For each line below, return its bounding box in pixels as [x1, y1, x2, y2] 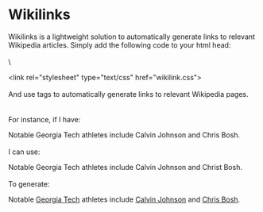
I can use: [8, 147, 41, 156]
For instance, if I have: [8, 114, 81, 124]
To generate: [8, 179, 50, 188]
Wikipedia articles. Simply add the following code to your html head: [8, 40, 231, 49]
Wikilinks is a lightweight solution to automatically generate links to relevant [8, 32, 256, 41]
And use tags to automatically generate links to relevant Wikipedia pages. [8, 89, 249, 98]
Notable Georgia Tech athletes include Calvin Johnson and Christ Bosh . [8, 162, 242, 172]
